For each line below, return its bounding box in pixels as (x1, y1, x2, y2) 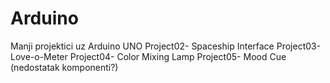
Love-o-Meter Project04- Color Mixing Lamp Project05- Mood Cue (10, 50, 287, 62)
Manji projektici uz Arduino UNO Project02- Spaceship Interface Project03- (10, 40, 322, 52)
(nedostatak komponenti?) (10, 61, 119, 73)
